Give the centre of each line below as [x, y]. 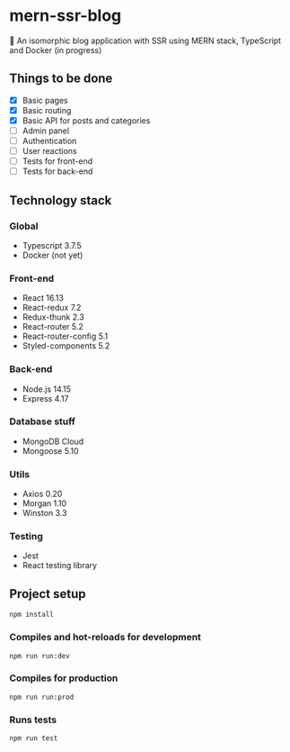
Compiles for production [64, 678]
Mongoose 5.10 [50, 450]
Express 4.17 [45, 398]
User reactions [50, 151]
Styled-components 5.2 [66, 346]
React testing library [59, 566]
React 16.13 [43, 298]
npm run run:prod [42, 697]
